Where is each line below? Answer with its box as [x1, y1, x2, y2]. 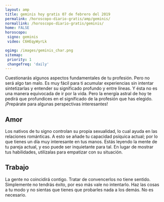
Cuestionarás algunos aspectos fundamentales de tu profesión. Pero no [5, 75, 150, 81]
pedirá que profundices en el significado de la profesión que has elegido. [5, 96, 153, 102]
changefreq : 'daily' [7, 62, 49, 67]
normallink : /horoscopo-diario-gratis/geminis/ [5, 21, 104, 26]
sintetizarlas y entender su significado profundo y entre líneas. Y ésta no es [5, 85, 158, 91]
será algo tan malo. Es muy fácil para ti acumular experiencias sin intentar [5, 80, 154, 86]
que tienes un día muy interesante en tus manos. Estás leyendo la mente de [5, 139, 158, 145]
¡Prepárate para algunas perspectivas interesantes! [5, 101, 108, 107]
